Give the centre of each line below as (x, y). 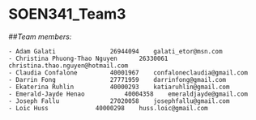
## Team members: (40, 36)
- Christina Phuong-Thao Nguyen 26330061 (88, 58)
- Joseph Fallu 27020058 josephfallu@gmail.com (119, 101)
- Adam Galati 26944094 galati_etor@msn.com (115, 51)
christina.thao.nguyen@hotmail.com (68, 66)
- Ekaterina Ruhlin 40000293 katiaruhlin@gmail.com (119, 87)
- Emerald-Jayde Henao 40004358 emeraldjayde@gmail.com (128, 94)
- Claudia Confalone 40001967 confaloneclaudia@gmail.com (128, 73)
